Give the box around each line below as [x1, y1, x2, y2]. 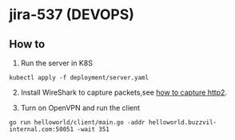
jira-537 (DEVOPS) [9, 6, 135, 24]
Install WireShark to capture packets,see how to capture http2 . [20, 87, 227, 97]
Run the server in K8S [20, 58, 93, 68]
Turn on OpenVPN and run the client [20, 103, 141, 112]
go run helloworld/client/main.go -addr [9, 119, 146, 126]
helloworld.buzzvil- [148, 119, 217, 126]
